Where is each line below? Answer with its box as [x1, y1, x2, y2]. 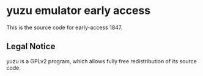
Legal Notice [6, 41, 56, 52]
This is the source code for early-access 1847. [6, 24, 123, 31]
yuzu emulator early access [6, 4, 151, 18]
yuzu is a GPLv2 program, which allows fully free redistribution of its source [6, 57, 197, 64]
